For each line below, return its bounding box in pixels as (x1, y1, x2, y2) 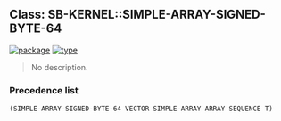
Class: (9, 7, 45, 22)
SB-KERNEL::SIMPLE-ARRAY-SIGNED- (47, 7, 266, 22)
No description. (30, 61, 88, 72)
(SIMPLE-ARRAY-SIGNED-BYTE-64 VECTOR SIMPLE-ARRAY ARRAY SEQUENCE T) (9, 104, 274, 114)
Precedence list (9, 84, 79, 96)
